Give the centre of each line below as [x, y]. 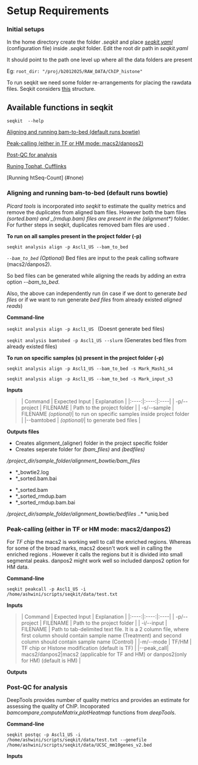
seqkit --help [25, 121]
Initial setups [26, 29]
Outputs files [23, 431]
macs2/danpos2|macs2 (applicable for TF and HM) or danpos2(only [104, 654]
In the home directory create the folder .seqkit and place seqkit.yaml [90, 42]
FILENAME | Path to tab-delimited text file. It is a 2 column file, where [105, 629]
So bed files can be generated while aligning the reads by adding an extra [96, 275]
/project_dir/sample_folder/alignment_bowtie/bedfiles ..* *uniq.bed [88, 514]
